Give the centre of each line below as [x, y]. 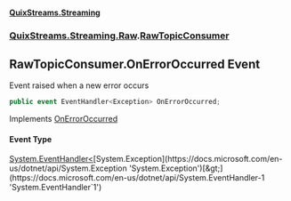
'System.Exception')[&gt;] [176, 168]
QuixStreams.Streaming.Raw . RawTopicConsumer [119, 36]
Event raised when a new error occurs [79, 85]
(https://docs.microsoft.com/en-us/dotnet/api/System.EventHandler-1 [137, 178]
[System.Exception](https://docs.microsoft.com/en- [188, 159]
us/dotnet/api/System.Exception [68, 168]
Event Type [31, 139]
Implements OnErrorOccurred [64, 119]
